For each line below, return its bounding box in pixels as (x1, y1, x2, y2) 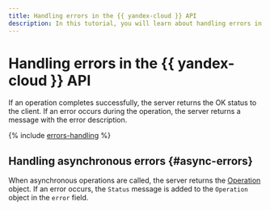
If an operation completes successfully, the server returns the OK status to (8, 98, 257, 107)
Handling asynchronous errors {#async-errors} (8, 154, 253, 168)
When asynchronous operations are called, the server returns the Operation (8, 175, 261, 186)
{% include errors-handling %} (8, 131, 112, 141)
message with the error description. (8, 115, 128, 125)
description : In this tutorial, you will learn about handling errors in (8, 19, 263, 27)
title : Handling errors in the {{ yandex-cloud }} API (8, 11, 197, 20)
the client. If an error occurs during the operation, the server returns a (8, 107, 241, 116)
